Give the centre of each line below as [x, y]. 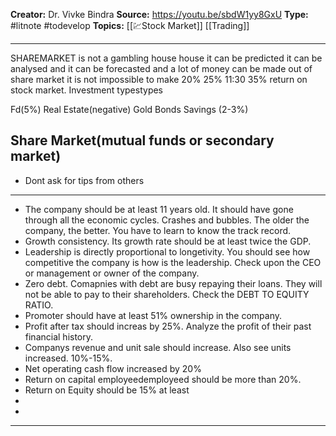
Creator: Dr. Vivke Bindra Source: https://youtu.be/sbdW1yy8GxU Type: [159, 14]
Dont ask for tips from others [84, 180]
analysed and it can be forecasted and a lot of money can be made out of [161, 68]
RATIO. [39, 305]
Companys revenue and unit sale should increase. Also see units [158, 347]
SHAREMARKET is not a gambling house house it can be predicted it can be [166, 58]
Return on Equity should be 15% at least [107, 390]
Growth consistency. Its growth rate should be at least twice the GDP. [168, 241]
